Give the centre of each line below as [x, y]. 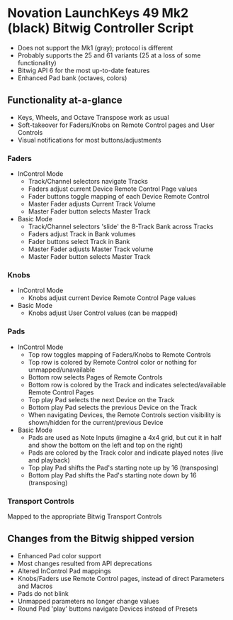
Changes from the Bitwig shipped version [101, 539]
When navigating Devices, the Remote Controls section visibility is [125, 415]
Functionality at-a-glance [65, 100]
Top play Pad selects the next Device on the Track [101, 399]
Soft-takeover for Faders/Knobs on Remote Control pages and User [116, 125]
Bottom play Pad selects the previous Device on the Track [113, 407]
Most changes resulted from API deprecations [85, 563]
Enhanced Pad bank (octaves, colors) [72, 78]
